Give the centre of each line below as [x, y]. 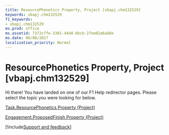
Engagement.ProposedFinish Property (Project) [54, 117]
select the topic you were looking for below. [51, 97]
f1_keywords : [19, 19]
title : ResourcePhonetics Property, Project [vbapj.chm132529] [73, 10]
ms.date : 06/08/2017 [27, 38]
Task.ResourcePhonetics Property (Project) [50, 107]
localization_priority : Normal [38, 43]
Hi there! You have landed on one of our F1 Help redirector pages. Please [81, 92]
